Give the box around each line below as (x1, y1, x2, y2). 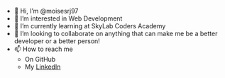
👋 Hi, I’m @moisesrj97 (13, 7, 79, 15)
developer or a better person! (13, 37, 101, 45)
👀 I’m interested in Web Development (13, 14, 123, 23)
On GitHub (24, 55, 56, 63)
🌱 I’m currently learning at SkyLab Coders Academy (13, 22, 166, 30)
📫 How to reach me (13, 45, 73, 53)
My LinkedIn (24, 62, 61, 71)
